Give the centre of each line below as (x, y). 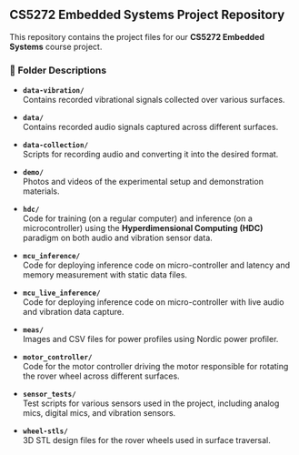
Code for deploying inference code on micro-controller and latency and (156, 265)
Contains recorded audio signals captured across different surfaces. (150, 127)
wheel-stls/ (45, 431)
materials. (41, 191)
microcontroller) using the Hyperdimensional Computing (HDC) (143, 228)
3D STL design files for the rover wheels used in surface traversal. (146, 440)
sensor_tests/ (49, 395)
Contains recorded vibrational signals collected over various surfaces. (154, 100)
